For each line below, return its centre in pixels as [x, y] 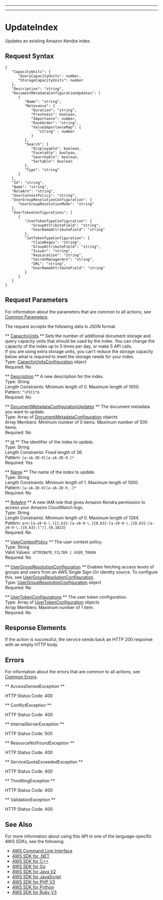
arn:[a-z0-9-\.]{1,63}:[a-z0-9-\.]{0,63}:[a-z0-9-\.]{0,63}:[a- [88, 523]
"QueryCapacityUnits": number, [49, 76]
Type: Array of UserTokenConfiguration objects [52, 602]
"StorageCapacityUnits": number [50, 80]
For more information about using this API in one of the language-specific [78, 836]
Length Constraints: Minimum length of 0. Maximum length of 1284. [72, 518]
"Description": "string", [38, 89]
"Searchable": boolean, [55, 157]
